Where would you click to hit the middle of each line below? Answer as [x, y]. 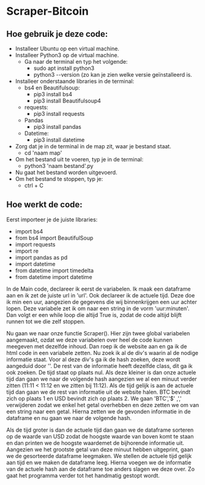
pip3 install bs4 [53, 94]
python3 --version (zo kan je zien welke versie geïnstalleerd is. [113, 74]
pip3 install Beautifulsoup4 [67, 101]
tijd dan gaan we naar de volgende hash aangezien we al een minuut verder [102, 379]
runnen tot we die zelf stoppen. [46, 321]
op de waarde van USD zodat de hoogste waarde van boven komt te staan [100, 436]
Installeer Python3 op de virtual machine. [67, 55]
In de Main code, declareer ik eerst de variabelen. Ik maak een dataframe [99, 289]
